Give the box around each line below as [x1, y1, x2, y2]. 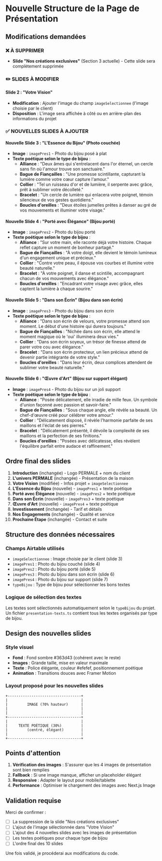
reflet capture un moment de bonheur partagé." [19, 244, 114, 250]
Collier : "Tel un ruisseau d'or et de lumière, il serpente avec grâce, [19, 181, 153, 187]
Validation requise [5, 796, 62, 805]
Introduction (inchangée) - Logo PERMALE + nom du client [12, 470, 131, 476]
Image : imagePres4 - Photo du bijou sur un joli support [12, 386, 121, 392]
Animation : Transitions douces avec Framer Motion [12, 670, 116, 676]
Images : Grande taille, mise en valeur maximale [12, 660, 108, 666]
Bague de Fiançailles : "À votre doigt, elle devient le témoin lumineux [19, 250, 157, 256]
